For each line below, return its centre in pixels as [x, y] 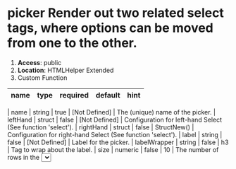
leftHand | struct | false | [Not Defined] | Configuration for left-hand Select [115, 120]
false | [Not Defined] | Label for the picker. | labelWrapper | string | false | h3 [118, 142]
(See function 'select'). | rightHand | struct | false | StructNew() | [101, 127]
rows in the [24, 157]
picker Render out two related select [116, 13]
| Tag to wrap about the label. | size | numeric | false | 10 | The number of [113, 149]
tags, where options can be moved [110, 28]
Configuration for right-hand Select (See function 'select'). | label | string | [115, 134]
